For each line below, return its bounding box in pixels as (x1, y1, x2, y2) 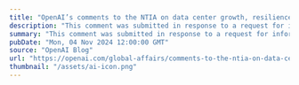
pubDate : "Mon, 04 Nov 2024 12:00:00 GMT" (9, 37, 169, 47)
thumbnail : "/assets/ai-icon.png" (9, 63, 138, 72)
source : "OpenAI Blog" (9, 46, 93, 55)
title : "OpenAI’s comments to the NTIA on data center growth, (9, 12, 249, 22)
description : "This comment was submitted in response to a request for (9, 21, 285, 30)
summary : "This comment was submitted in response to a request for (9, 29, 269, 38)
